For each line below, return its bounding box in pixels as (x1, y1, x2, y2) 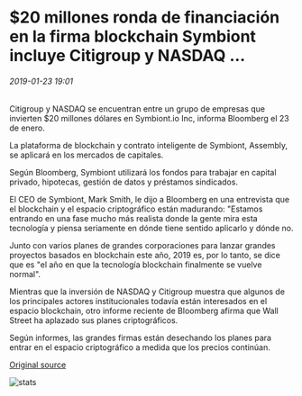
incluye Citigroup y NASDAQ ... (9, 46, 246, 66)
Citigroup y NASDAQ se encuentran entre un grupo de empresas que (9, 103, 266, 114)
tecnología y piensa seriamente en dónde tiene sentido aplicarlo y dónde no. (9, 223, 294, 234)
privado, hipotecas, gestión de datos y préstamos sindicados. (9, 176, 239, 187)
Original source (9, 359, 67, 371)
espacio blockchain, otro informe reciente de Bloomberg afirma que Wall (9, 305, 279, 317)
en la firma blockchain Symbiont (9, 26, 257, 47)
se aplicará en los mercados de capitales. (9, 149, 164, 160)
